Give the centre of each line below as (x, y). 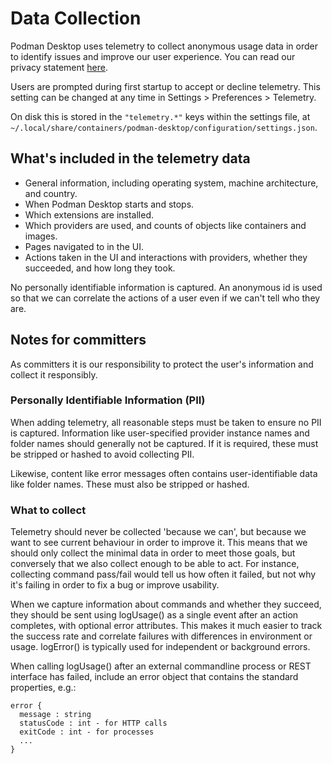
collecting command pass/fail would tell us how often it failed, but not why (163, 574)
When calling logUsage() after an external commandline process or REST (161, 666)
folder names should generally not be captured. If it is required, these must (164, 443)
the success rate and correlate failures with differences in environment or (161, 636)
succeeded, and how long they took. (100, 268)
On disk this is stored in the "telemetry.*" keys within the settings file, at (160, 116)
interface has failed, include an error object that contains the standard (154, 677)
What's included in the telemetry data (130, 158)
